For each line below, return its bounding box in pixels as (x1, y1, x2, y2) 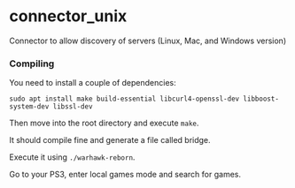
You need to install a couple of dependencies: (9, 78, 176, 88)
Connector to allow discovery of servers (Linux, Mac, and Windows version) (9, 35, 286, 46)
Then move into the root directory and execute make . (9, 117, 199, 129)
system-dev (9, 102, 50, 111)
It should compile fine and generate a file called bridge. (9, 135, 211, 146)
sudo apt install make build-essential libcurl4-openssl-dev (9, 94, 240, 103)
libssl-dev (52, 102, 93, 111)
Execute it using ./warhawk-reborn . (9, 152, 136, 162)
